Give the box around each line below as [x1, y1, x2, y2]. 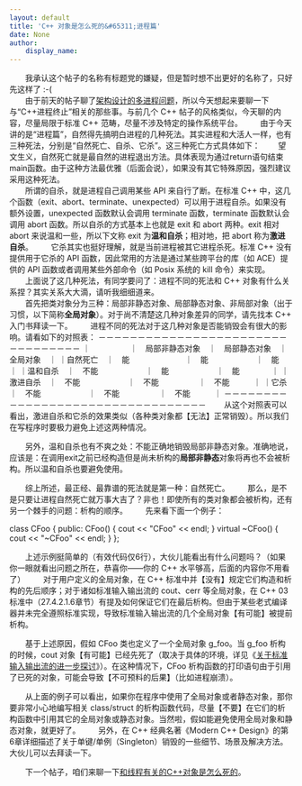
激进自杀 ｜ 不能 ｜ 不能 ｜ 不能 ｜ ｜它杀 [9, 377, 288, 388]
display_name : [25, 47, 78, 56]
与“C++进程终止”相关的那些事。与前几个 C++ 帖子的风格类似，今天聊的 [9, 106, 274, 117]
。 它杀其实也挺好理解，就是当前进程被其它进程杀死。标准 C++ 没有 [25, 242, 292, 252]
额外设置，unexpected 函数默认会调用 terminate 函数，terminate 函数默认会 [9, 208, 290, 219]
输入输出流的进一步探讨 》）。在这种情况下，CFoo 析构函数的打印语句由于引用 [9, 661, 291, 672]
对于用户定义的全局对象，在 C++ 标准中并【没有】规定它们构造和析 [42, 574, 292, 585]
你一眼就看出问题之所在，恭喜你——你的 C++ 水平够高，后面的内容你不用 [9, 562, 282, 573]
